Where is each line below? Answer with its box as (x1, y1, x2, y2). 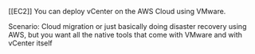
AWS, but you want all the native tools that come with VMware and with (8, 31, 243, 39)
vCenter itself (8, 38, 53, 48)
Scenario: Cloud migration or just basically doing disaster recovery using (8, 22, 247, 31)
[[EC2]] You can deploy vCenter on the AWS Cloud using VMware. (8, 7, 226, 16)
